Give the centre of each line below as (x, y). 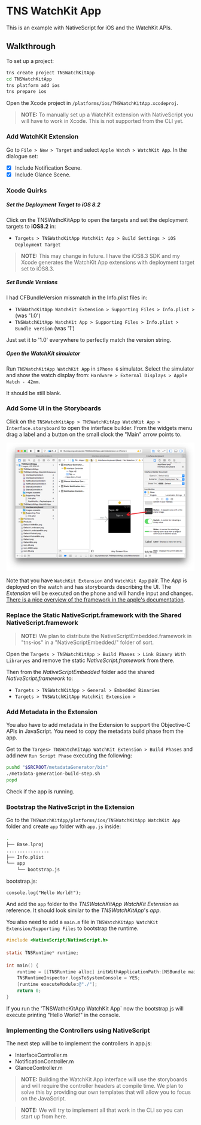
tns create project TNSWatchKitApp (51, 73)
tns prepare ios (26, 92)
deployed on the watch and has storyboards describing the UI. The (89, 587)
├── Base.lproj (25, 844)
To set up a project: (30, 61)
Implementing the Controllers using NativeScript (78, 1030)
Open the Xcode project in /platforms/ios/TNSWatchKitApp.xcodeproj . (92, 103)
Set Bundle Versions (32, 282)
